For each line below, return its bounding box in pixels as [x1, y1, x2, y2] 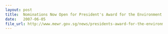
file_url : [5, 21, 26, 26]
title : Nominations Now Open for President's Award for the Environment [5, 12, 162, 17]
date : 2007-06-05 [5, 16, 46, 21]
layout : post [5, 7, 32, 12]
